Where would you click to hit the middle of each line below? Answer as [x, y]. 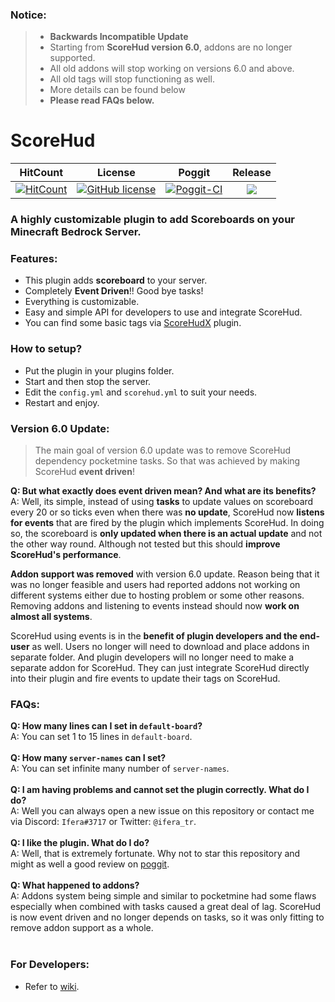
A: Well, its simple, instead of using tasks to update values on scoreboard [162, 502]
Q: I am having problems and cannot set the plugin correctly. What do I [160, 790]
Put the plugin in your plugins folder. [99, 370]
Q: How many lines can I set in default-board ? [106, 726]
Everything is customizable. [82, 302]
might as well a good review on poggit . [90, 864]
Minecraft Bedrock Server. [76, 232]
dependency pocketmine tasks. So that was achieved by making [167, 461]
